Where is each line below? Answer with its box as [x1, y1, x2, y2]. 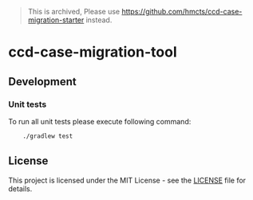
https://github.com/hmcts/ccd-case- [121, 7, 243, 16]
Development [8, 75, 77, 88]
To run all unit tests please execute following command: [8, 116, 192, 126]
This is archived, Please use [27, 7, 121, 16]
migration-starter [27, 15, 85, 25]
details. [8, 183, 33, 194]
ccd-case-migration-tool [8, 43, 177, 61]
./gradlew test [22, 131, 73, 140]
